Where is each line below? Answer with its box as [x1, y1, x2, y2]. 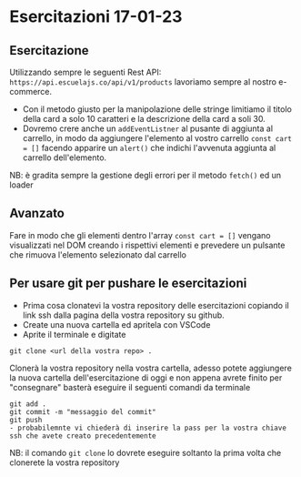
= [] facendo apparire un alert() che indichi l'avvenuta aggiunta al [22, 143, 276, 153]
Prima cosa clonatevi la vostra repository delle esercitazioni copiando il [22, 299, 289, 310]
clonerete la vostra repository [9, 457, 120, 468]
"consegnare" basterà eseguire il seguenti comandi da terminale [9, 381, 251, 392]
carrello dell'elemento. [22, 152, 107, 163]
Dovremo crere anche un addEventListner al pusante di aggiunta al [22, 123, 274, 134]
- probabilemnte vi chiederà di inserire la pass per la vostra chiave [9, 423, 286, 432]
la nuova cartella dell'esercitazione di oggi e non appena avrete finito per [9, 371, 283, 383]
